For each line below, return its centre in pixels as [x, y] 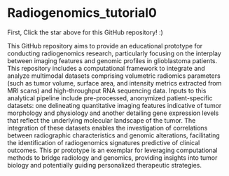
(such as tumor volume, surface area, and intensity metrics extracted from [114, 83]
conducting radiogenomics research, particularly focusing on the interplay [114, 53]
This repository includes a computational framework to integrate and [106, 68]
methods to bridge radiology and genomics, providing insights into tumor [112, 157]
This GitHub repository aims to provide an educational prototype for [105, 46]
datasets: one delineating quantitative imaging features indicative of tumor [114, 105]
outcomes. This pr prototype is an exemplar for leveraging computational [112, 150]
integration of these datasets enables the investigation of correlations [107, 128]
